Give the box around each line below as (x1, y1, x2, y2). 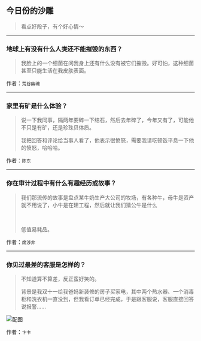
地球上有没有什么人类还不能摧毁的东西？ (6, 44, 123, 53)
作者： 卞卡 (6, 328, 31, 336)
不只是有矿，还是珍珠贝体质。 (20, 124, 95, 131)
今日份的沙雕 (6, 5, 54, 16)
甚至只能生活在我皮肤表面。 (20, 67, 90, 74)
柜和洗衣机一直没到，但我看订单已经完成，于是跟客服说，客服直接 (20, 295, 184, 303)
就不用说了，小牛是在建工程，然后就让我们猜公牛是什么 (20, 201, 157, 209)
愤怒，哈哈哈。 (26, 144, 63, 152)
